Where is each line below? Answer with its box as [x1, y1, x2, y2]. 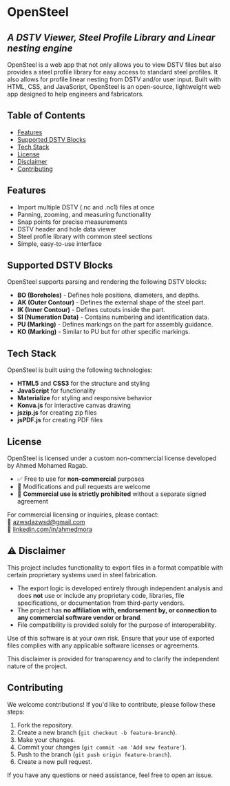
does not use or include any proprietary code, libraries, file [17, 591, 185, 599]
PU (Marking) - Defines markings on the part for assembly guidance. [17, 320, 213, 329]
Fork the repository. [17, 721, 74, 729]
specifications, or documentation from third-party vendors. [17, 599, 185, 607]
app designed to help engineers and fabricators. [7, 90, 145, 98]
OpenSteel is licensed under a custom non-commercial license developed [7, 454, 217, 462]
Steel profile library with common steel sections [17, 232, 153, 240]
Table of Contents [7, 110, 86, 121]
